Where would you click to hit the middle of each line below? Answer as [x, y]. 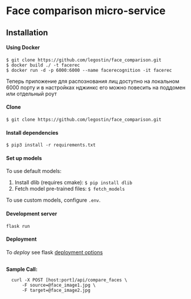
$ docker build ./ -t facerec [43, 65]
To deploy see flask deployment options [54, 252]
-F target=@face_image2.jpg [56, 290]
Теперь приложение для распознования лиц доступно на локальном [93, 81]
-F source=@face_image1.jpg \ [58, 285]
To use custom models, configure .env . [53, 200]
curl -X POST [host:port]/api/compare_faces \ [69, 280]
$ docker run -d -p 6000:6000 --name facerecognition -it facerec [89, 70]
